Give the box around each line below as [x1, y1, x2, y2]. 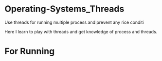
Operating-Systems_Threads [4, 3, 125, 15]
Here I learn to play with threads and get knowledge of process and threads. [4, 29, 158, 34]
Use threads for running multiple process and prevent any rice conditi [4, 19, 144, 25]
